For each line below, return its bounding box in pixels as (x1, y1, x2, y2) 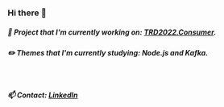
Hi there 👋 (7, 7, 48, 19)
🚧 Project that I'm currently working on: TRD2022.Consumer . (7, 27, 217, 37)
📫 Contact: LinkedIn (7, 90, 78, 100)
